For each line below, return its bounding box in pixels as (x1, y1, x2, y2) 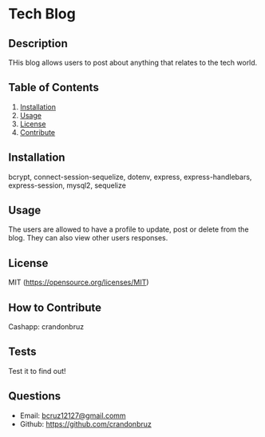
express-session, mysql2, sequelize (8, 181, 126, 190)
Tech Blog (8, 5, 76, 23)
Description (8, 37, 68, 50)
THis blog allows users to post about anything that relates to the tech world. (8, 58, 258, 67)
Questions (8, 389, 61, 403)
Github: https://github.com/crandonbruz (19, 419, 152, 428)
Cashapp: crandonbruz (8, 322, 85, 332)
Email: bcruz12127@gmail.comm (19, 411, 126, 420)
